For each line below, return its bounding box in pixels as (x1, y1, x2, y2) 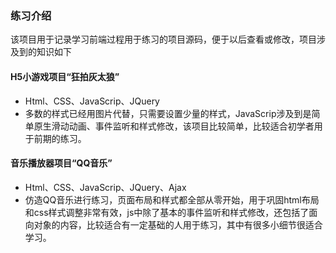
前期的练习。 (33, 132, 87, 144)
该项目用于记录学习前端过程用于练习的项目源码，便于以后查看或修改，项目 (10, 33, 317, 46)
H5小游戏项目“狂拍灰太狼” (10, 70, 120, 82)
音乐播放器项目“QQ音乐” (10, 157, 113, 169)
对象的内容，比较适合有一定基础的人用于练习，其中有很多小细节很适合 (33, 218, 323, 231)
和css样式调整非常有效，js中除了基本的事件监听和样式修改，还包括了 (24, 206, 310, 218)
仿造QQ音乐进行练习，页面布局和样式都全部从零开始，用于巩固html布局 (24, 193, 320, 206)
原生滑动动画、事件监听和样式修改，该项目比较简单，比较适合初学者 (33, 120, 315, 132)
